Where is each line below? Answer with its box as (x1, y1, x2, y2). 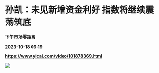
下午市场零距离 (5, 34, 35, 40)
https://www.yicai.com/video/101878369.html (5, 53, 102, 59)
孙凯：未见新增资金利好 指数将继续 (5, 4, 145, 16)
